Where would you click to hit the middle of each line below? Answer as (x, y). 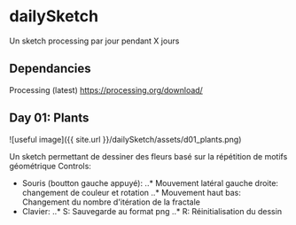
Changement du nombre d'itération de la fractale (111, 202)
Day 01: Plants (49, 118)
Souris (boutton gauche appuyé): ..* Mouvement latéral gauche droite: (150, 182)
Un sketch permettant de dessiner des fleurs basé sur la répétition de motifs (148, 156)
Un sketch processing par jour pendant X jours (94, 41)
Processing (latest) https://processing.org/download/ (106, 89)
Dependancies (50, 69)
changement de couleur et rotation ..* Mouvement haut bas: (131, 192)
